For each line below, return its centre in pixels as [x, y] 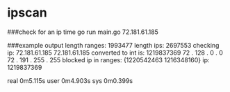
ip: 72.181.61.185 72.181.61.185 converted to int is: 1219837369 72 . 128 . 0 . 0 [115, 53]
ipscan [27, 13]
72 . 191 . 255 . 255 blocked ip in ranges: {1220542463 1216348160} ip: [108, 59]
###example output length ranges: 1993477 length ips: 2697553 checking [113, 45]
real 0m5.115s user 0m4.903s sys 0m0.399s [70, 80]
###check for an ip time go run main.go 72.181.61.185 [83, 32]
